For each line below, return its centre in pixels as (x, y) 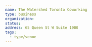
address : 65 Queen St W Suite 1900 (42, 28)
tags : (11, 32)
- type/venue (23, 37)
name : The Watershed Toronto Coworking (46, 10)
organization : (20, 19)
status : (13, 23)
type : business (21, 14)
